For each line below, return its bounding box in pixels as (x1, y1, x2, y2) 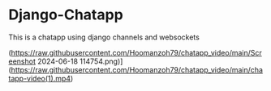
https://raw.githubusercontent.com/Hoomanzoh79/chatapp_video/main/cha (11, 64, 264, 74)
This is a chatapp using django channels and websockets (8, 32, 200, 42)
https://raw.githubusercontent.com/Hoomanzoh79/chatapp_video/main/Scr (11, 48, 262, 57)
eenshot (8, 56, 37, 66)
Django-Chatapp (8, 6, 123, 24)
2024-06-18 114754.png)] (37, 56, 123, 66)
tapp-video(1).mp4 (8, 73, 71, 83)
